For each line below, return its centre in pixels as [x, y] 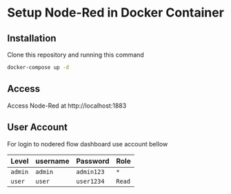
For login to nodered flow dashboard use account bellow [88, 144]
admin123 [90, 172]
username [52, 161]
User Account [37, 127]
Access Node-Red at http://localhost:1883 [67, 106]
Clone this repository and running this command [76, 55]
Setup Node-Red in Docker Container [115, 13]
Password [92, 161]
